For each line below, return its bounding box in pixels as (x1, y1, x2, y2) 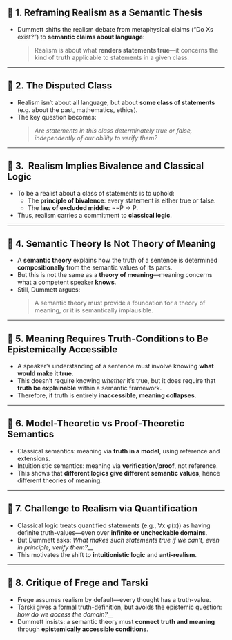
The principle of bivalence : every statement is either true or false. (27, 196, 216, 205)
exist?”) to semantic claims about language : (17, 32, 145, 41)
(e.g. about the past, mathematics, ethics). (17, 105, 138, 114)
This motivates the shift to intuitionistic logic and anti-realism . (17, 550, 197, 558)
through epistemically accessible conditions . (17, 625, 148, 633)
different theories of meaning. (17, 476, 102, 484)
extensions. (17, 454, 50, 462)
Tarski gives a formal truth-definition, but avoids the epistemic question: (17, 603, 222, 611)
